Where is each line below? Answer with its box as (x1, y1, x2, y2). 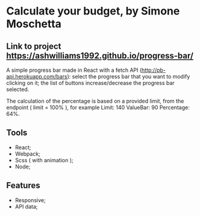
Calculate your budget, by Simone (6, 4, 180, 18)
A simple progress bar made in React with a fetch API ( (6, 66, 142, 74)
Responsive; (14, 196, 46, 203)
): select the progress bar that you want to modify (67, 73, 190, 80)
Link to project (6, 41, 61, 51)
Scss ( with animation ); (14, 156, 73, 164)
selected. (6, 86, 30, 93)
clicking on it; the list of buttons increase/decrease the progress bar (6, 80, 175, 86)
